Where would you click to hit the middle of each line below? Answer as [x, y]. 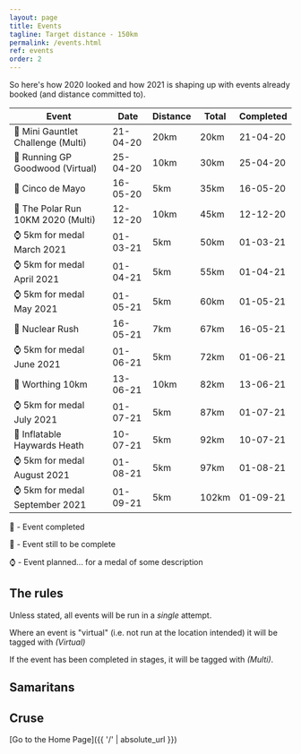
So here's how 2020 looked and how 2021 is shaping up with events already [150, 85]
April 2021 [37, 279]
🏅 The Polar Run [48, 209]
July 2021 [36, 420]
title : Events [36, 26]
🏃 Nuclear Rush [46, 329]
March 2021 [40, 249]
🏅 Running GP [43, 157]
